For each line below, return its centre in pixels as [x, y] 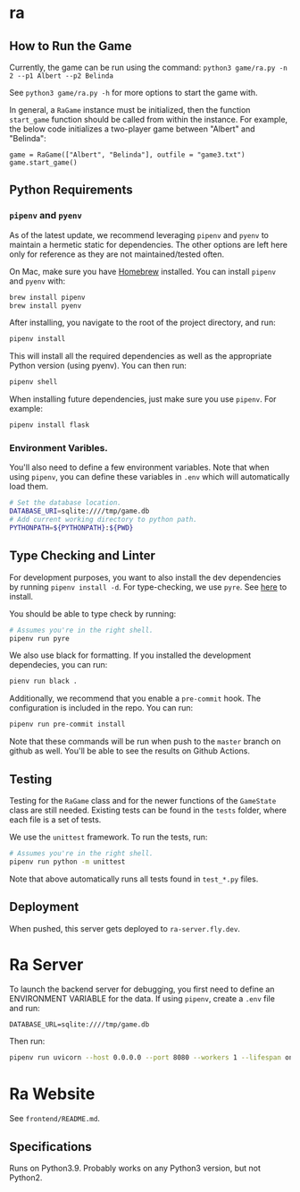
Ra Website [52, 1094]
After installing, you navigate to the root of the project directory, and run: [142, 323]
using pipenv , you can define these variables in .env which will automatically [150, 477]
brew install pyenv [46, 306]
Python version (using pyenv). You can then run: [98, 366]
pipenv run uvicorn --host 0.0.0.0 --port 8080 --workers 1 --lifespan [145, 1058]
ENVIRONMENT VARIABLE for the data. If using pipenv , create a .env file [142, 999]
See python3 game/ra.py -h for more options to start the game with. [133, 93]
